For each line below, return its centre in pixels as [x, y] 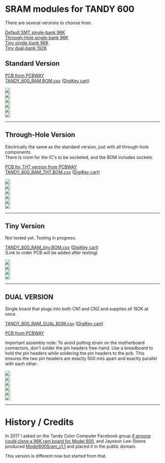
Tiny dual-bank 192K [26, 48]
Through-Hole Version [40, 135]
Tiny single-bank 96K [27, 42]
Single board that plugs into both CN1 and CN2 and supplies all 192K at [77, 309]
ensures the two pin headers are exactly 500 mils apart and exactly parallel [81, 358]
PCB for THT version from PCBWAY [41, 167]
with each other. [21, 364]
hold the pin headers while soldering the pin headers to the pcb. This [75, 353]
